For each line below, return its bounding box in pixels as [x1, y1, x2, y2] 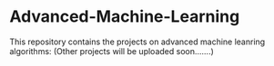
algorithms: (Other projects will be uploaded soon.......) [9, 45, 214, 56]
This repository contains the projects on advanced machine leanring [9, 36, 266, 47]
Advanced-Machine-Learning [9, 6, 240, 27]
